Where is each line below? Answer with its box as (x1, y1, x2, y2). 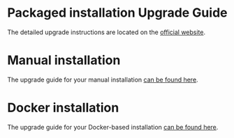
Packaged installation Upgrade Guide (7, 5, 228, 21)
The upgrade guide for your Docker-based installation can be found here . (7, 123, 219, 131)
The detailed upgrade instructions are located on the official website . (7, 28, 206, 36)
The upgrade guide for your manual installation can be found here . (7, 75, 198, 84)
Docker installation (7, 100, 119, 116)
